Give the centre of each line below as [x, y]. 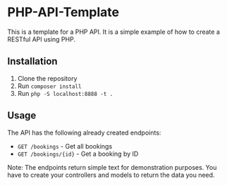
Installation [32, 62]
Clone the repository [47, 78]
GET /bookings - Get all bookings [65, 146]
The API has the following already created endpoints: [84, 132]
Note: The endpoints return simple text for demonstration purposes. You [112, 167]
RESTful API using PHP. [42, 39]
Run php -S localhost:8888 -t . [65, 93]
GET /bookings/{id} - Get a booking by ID [78, 154]
